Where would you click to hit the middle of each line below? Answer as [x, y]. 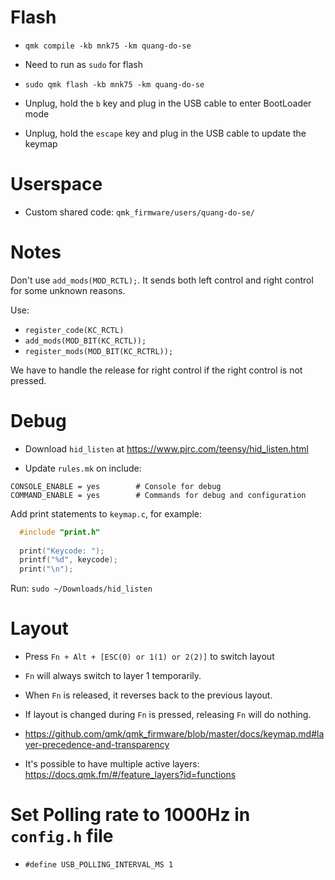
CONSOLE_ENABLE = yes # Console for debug [116, 486]
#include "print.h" [60, 532]
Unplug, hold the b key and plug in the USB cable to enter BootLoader [168, 103]
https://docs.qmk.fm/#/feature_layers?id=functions [130, 775]
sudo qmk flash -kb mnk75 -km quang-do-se [114, 84]
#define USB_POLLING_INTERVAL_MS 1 [99, 865]
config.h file [62, 836]
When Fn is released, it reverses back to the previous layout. [148, 695]
